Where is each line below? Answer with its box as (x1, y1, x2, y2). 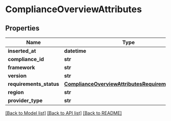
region (8, 89, 24, 96)
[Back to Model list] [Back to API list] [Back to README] (5, 110, 122, 116)
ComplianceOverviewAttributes (5, 4, 142, 15)
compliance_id (8, 56, 44, 63)
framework (8, 64, 36, 71)
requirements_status (8, 80, 60, 87)
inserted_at (8, 47, 36, 54)
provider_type (8, 97, 43, 104)
